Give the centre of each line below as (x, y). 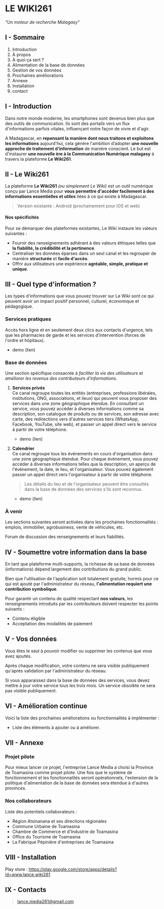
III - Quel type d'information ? (51, 284)
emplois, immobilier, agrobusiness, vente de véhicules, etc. (65, 527)
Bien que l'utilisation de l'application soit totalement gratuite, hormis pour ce (82, 579)
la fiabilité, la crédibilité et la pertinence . (54, 248)
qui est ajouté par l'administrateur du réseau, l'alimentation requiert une (79, 584)
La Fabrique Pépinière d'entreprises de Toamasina (63, 842)
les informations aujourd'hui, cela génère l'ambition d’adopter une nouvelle (82, 143)
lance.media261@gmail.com (46, 902)
